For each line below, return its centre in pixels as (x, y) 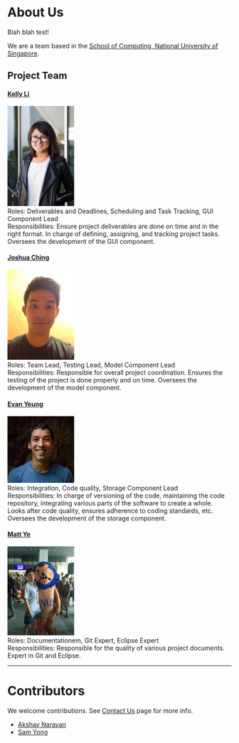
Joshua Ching (28, 257)
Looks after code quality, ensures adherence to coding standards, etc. (110, 511)
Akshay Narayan (42, 724)
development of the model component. (64, 387)
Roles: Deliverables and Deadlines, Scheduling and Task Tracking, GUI (110, 211)
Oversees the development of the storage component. (87, 518)
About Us (36, 12)
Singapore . (23, 53)
